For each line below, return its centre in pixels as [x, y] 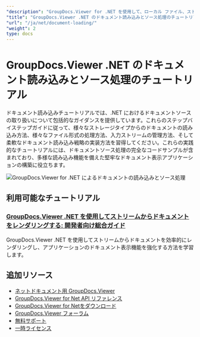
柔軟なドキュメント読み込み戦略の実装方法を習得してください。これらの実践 [100, 143]
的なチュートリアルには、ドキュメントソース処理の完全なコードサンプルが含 [100, 150]
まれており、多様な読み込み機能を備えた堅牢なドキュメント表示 [84, 157]
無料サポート [30, 320]
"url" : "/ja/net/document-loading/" [51, 23]
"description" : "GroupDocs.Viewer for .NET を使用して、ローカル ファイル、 [97, 12]
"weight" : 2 [21, 28]
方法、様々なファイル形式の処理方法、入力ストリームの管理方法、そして [105, 135]
